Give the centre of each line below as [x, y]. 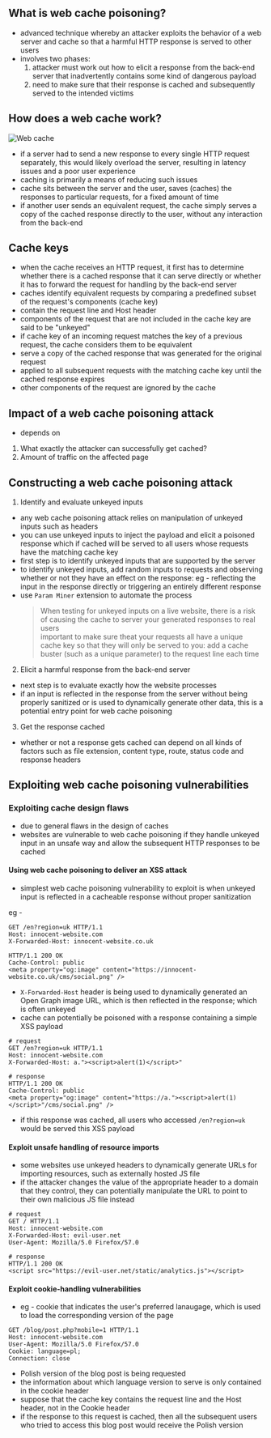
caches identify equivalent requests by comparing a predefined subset [138, 293]
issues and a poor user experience [78, 171]
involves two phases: [55, 58]
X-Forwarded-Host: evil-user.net [65, 1236]
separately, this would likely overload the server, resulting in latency [133, 162]
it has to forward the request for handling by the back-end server [128, 285]
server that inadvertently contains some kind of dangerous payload [144, 75]
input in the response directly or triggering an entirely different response [140, 587]
